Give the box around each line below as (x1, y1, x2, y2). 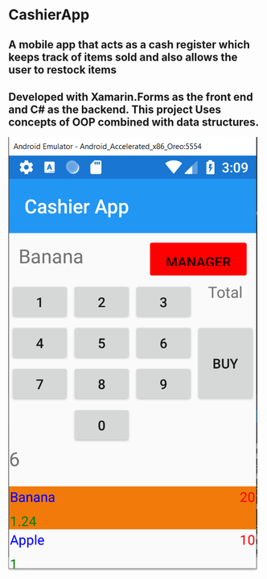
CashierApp (8, 6, 90, 24)
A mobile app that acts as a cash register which (8, 38, 251, 52)
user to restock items (8, 63, 117, 77)
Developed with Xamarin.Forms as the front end (8, 90, 253, 104)
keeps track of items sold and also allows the (8, 50, 238, 64)
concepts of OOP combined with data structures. (8, 115, 260, 129)
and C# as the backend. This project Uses (8, 102, 221, 116)
